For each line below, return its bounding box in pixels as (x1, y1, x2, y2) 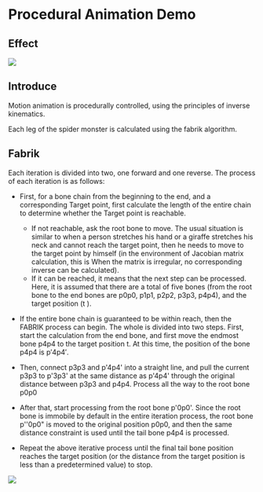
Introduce (8, 80, 57, 94)
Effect (8, 37, 38, 50)
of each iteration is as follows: (8, 176, 105, 185)
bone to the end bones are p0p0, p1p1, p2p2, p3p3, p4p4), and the (31, 290, 247, 299)
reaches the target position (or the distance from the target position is (19, 451, 246, 461)
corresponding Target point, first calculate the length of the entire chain (19, 200, 251, 209)
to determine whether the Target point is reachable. (19, 208, 187, 218)
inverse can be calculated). (31, 265, 119, 274)
